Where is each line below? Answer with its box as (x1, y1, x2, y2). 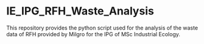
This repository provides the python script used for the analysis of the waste (6, 24, 199, 31)
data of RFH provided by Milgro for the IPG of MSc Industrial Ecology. (6, 30, 181, 37)
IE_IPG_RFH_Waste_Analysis (6, 4, 154, 18)
